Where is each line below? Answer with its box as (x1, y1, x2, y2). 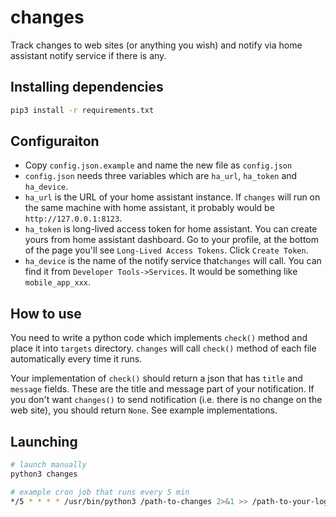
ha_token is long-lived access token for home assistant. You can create (24, 223, 318, 235)
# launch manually (10, 460, 87, 470)
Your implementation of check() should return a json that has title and (10, 372, 303, 385)
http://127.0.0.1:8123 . (24, 212, 123, 225)
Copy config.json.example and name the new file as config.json (24, 159, 293, 171)
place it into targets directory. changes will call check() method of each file (10, 342, 317, 355)
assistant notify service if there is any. (10, 49, 167, 61)
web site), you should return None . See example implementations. (10, 404, 278, 416)
